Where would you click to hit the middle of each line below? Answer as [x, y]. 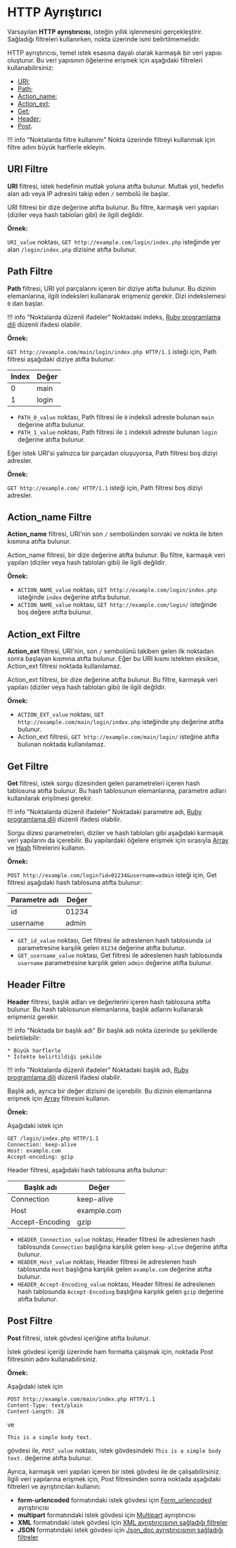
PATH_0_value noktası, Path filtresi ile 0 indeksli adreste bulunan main [116, 417]
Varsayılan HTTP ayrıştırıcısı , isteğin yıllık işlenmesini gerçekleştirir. [105, 32]
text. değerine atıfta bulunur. [50, 1457]
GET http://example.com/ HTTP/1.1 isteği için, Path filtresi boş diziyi [105, 487]
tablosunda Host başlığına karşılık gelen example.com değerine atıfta [114, 1269]
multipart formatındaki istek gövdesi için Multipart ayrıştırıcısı [106, 1515]
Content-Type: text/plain [45, 1405]
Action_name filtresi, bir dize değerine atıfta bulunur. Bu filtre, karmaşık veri [116, 555]
